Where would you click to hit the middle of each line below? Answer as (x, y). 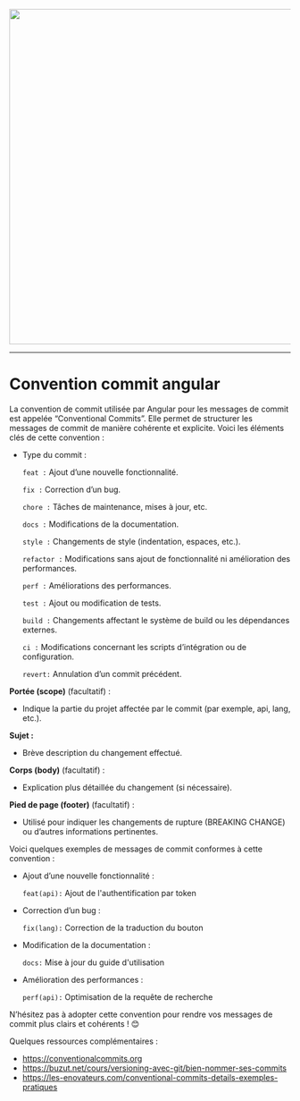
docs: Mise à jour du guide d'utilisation (93, 962)
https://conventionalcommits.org (82, 1058)
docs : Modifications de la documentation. (100, 524)
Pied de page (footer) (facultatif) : (72, 804)
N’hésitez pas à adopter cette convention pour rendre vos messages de (141, 1014)
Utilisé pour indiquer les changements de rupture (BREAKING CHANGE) (154, 822)
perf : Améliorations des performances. (96, 585)
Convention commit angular (115, 384)
